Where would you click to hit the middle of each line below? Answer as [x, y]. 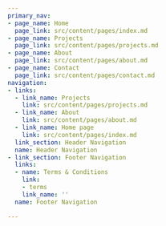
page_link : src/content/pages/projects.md [87, 46]
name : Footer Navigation [56, 202]
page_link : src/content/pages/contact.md [85, 75]
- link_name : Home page [54, 127]
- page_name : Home [38, 23]
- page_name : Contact [44, 68]
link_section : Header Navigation [71, 142]
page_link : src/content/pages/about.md [81, 61]
